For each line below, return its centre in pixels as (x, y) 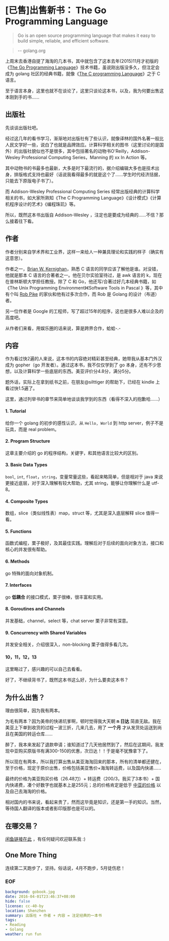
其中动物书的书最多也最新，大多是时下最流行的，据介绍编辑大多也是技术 (80, 168)
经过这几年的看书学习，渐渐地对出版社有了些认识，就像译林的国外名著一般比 (84, 138)
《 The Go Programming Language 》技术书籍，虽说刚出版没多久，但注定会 (82, 67)
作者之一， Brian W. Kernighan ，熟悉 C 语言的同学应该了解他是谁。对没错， (83, 269)
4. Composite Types (27, 501)
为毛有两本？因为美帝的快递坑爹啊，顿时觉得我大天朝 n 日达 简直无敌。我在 (83, 721)
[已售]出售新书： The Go (56, 10)
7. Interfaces (18, 585)
